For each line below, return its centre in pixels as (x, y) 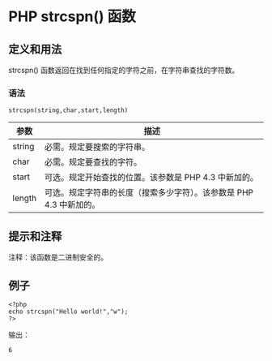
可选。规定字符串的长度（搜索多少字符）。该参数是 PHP (149, 193)
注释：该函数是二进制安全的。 (58, 257)
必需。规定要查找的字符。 (93, 162)
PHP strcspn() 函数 (72, 17)
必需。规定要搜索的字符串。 (97, 147)
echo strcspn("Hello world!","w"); (68, 312)
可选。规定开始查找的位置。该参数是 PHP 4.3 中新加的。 (151, 178)
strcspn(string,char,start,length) (68, 110)
